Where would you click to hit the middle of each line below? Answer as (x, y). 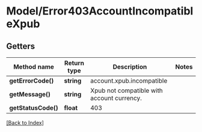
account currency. (116, 98)
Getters (21, 46)
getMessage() (30, 94)
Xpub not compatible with (127, 90)
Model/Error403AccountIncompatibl (100, 11)
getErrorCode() (32, 81)
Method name (33, 67)
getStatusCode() (34, 108)
